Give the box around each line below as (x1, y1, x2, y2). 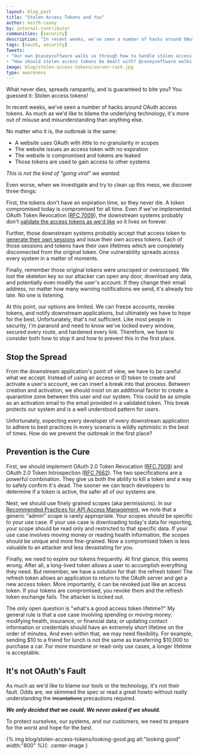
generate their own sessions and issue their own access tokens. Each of (6, 236, 182, 243)
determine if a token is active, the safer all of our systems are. (6, 488, 157, 495)
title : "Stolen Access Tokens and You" (6, 14, 105, 20)
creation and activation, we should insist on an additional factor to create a (6, 387, 188, 394)
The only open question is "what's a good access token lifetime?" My (6, 605, 175, 612)
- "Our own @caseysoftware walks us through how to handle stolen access (6, 53, 192, 59)
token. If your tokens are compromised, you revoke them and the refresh (6, 587, 184, 594)
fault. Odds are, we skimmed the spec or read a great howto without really (6, 688, 188, 696)
